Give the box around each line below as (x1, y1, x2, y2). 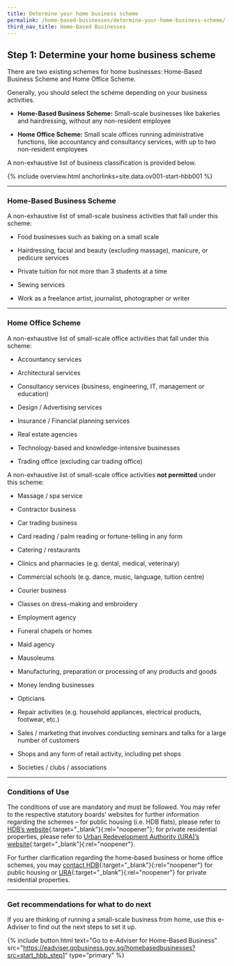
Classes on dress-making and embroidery (17, 599, 138, 607)
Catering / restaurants (17, 545, 81, 554)
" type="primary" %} (65, 951, 125, 960)
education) (17, 389, 49, 398)
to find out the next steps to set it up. (31, 923, 137, 931)
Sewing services (17, 280, 65, 289)
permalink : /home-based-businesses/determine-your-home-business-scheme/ (7, 17, 226, 24)
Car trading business (17, 518, 78, 527)
